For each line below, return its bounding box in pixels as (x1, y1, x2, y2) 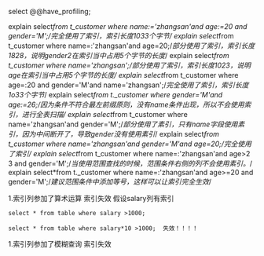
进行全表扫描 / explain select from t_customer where (21, 110, 189, 119)
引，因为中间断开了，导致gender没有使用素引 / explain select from (8, 130, 220, 138)
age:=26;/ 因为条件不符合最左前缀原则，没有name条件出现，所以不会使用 (8, 100, 245, 109)
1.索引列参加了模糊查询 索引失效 (8, 240, 112, 248)
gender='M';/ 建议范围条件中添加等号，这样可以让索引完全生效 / (8, 177, 212, 186)
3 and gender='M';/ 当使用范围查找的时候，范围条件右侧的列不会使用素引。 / (8, 159, 253, 168)
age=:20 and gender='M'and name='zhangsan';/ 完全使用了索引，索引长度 (8, 80, 249, 90)
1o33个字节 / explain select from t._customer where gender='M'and (8, 90, 223, 99)
